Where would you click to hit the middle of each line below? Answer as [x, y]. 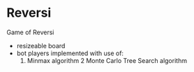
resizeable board [41, 45]
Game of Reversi [30, 32]
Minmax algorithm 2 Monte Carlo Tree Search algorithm [107, 60]
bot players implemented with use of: [70, 53]
